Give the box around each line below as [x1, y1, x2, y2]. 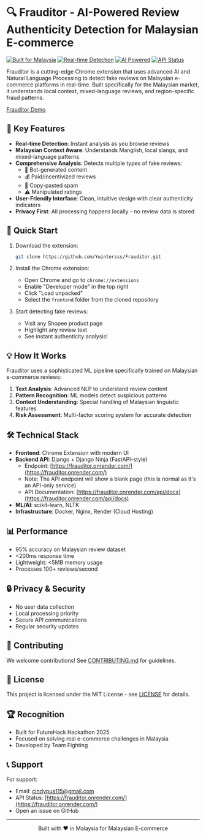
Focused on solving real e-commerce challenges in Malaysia [15, 735, 169, 742]
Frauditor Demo [6, 105, 46, 113]
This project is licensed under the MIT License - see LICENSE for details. [6, 691, 190, 698]
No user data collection [15, 603, 75, 611]
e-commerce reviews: [6, 373, 62, 381]
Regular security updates [15, 622, 79, 630]
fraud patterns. [6, 94, 45, 101]
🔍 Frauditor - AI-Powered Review [6, 6, 180, 20]
